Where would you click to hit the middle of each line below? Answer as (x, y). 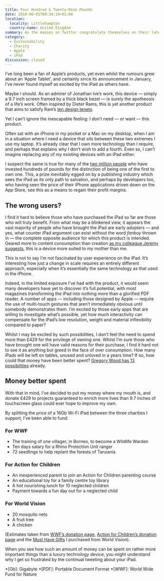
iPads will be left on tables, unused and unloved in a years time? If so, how (80, 355)
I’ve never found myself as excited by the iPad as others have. (68, 84)
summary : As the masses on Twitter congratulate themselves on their (77, 32)
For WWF (16, 431)
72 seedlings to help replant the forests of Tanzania (64, 452)
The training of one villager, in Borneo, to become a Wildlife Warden (80, 442)
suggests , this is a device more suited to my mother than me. (66, 249)
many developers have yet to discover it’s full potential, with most (71, 289)
